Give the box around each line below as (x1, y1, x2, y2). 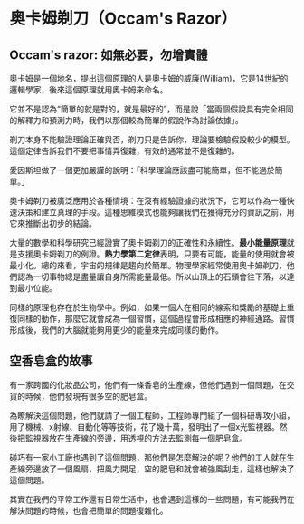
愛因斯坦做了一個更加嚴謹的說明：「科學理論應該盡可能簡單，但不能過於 (9, 165, 275, 175)
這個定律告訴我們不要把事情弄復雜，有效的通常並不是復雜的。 (9, 146, 240, 156)
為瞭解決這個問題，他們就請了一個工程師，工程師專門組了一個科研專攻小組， (9, 410, 295, 421)
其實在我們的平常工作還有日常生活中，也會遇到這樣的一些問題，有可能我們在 (9, 493, 295, 504)
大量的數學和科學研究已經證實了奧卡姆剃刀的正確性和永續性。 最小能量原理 (9, 238, 287, 247)
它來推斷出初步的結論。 (9, 218, 97, 228)
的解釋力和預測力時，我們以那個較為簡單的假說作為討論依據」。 (9, 115, 243, 125)
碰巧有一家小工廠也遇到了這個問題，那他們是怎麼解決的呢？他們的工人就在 (9, 451, 287, 462)
